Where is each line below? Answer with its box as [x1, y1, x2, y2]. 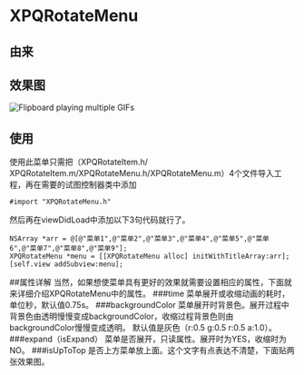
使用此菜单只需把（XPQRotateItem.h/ [9, 156, 148, 168]
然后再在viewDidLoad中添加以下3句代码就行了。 [9, 214, 191, 225]
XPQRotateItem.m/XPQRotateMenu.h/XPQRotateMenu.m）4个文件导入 [9, 168, 275, 179]
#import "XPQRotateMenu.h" [9, 197, 112, 207]
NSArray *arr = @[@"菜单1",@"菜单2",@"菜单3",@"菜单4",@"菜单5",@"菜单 [9, 234, 270, 243]
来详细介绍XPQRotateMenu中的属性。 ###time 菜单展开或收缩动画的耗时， [9, 288, 290, 300]
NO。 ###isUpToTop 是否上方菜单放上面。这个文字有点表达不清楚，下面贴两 [9, 345, 295, 356]
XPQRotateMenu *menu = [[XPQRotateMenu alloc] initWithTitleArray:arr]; [9, 252, 290, 262]
